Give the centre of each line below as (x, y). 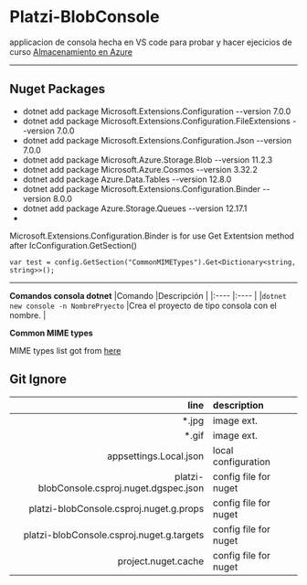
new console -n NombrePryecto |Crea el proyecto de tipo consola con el (143, 305)
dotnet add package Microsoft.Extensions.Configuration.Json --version (157, 140)
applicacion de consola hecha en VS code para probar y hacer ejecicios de (151, 42)
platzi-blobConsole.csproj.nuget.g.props (116, 508)
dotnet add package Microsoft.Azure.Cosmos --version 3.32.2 (140, 169)
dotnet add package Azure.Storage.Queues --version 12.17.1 (135, 208)
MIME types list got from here (65, 350)
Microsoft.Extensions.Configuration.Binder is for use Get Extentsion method (152, 236)
